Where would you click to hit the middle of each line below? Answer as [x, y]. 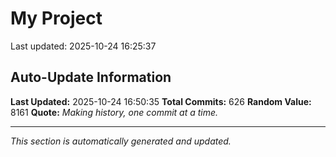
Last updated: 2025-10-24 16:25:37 [83, 46]
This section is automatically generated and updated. [121, 141]
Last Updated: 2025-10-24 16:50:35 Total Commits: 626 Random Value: [161, 101]
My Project [56, 18]
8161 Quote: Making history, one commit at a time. [114, 112]
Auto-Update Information [91, 77]
